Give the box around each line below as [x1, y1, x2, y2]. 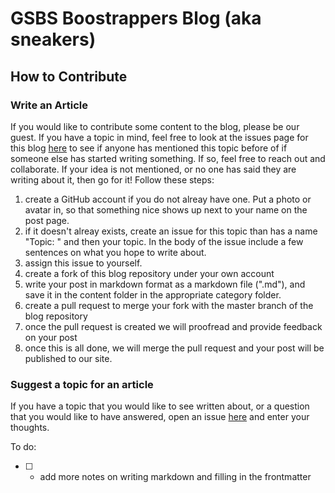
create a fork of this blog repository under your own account [24, 267, 275, 279]
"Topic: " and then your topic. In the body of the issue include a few [24, 235, 304, 247]
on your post [24, 331, 78, 343]
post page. [24, 214, 70, 226]
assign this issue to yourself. [24, 257, 143, 269]
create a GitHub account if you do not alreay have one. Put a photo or [24, 193, 312, 205]
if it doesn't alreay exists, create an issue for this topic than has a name [24, 225, 318, 237]
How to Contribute [10, 68, 128, 85]
